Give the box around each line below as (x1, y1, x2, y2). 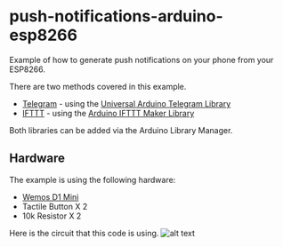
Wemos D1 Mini (21, 191, 79, 202)
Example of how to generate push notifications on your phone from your (9, 54, 274, 65)
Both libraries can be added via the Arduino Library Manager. (9, 124, 233, 135)
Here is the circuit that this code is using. (9, 227, 159, 238)
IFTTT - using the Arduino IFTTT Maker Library (21, 108, 195, 118)
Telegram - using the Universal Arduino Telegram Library (21, 98, 231, 108)
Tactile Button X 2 (21, 201, 88, 211)
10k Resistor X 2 (21, 211, 82, 221)
